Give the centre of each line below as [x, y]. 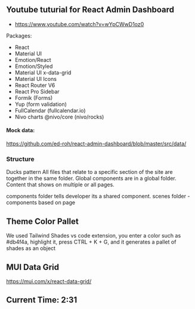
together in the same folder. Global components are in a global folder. [92, 179]
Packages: [19, 36]
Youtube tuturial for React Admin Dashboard [90, 10]
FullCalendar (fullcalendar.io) [50, 110]
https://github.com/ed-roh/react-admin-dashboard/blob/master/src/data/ [96, 144]
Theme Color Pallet [42, 221]
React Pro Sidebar [37, 91]
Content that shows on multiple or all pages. [60, 185]
